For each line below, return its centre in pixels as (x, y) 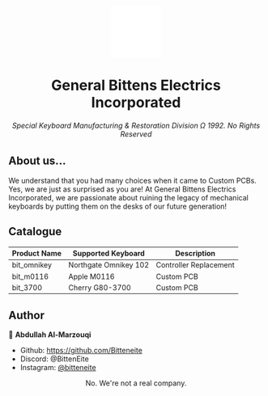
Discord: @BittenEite (54, 359)
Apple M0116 (91, 276)
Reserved (136, 134)
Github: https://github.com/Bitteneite (81, 351)
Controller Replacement (195, 265)
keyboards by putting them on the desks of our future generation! (118, 206)
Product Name (37, 254)
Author (26, 315)
